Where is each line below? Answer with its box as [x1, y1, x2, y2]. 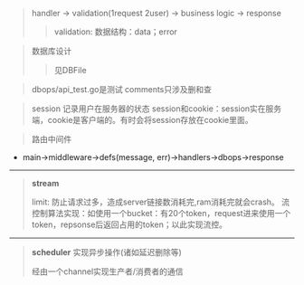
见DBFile [53, 65, 88, 75]
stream [31, 178, 60, 188]
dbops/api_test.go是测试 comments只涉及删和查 [31, 84, 213, 94]
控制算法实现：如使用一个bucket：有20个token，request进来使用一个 [31, 208, 291, 218]
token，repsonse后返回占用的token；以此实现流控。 [31, 219, 228, 230]
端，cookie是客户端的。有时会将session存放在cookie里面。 [31, 115, 253, 125]
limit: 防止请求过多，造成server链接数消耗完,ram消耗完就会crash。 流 [31, 196, 290, 207]
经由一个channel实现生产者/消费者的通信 [31, 266, 184, 277]
